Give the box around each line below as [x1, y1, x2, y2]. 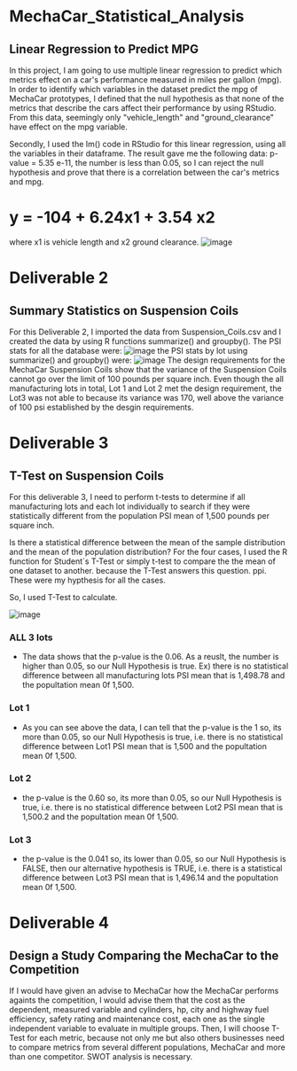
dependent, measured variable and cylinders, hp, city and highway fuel [9, 1005, 270, 1015]
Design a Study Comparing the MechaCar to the [9, 948, 279, 963]
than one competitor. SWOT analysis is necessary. [9, 1051, 193, 1062]
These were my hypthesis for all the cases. [9, 575, 166, 585]
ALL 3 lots [9, 631, 53, 644]
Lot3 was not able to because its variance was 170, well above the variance [9, 392, 284, 403]
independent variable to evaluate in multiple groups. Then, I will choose [9, 1023, 270, 1034]
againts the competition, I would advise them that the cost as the [9, 995, 246, 1005]
